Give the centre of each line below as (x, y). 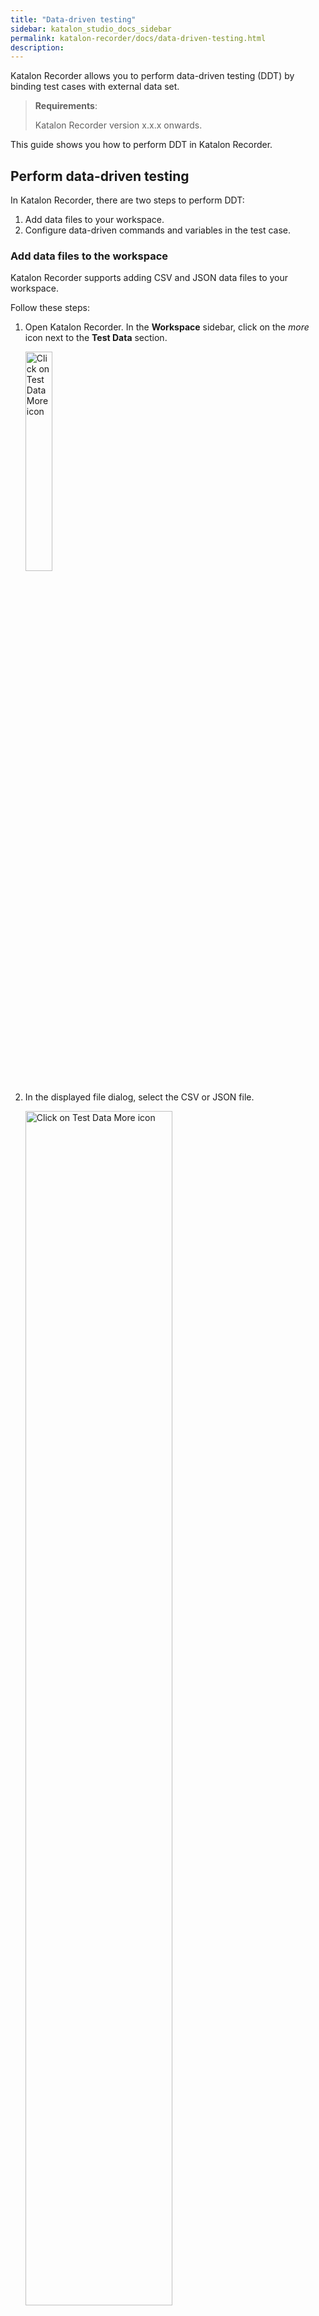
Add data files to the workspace (89, 256)
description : (37, 47)
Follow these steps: (50, 308)
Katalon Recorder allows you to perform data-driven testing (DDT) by (152, 76)
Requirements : (66, 106)
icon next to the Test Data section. (96, 338)
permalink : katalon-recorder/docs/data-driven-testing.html (138, 38)
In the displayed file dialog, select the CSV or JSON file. (139, 1097)
